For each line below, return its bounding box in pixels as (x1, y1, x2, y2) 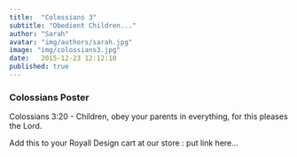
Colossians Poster (9, 91, 90, 103)
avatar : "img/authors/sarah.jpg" (9, 37, 133, 47)
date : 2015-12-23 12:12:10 (9, 54, 117, 63)
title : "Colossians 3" (9, 12, 98, 22)
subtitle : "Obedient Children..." (9, 21, 137, 30)
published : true (9, 63, 69, 71)
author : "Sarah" (9, 29, 69, 38)
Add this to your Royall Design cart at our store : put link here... (9, 138, 239, 148)
